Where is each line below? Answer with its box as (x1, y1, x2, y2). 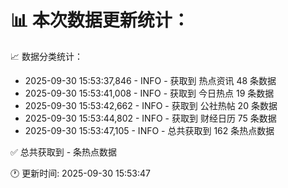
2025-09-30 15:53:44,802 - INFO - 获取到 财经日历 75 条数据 (24, 112, 277, 124)
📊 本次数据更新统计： (10, 9, 190, 32)
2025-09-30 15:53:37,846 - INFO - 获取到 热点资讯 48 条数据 (24, 74, 277, 86)
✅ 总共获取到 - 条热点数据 (10, 146, 118, 158)
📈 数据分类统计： (10, 50, 83, 62)
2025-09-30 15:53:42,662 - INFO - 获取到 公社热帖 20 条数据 (24, 99, 278, 111)
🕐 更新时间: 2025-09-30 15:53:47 (10, 167, 151, 179)
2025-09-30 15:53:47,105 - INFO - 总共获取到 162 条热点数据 (24, 124, 275, 136)
